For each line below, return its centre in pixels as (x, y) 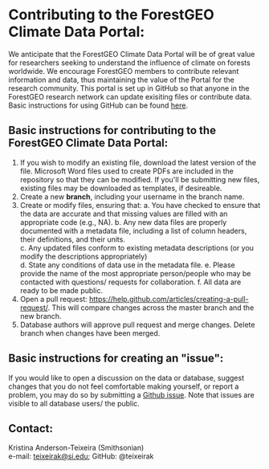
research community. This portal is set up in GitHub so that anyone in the (129, 88)
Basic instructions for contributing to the (112, 131)
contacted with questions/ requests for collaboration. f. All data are (130, 282)
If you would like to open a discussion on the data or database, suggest (126, 377)
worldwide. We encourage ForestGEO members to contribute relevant (124, 71)
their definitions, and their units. (73, 239)
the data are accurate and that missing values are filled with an (124, 214)
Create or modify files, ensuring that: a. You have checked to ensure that (140, 205)
